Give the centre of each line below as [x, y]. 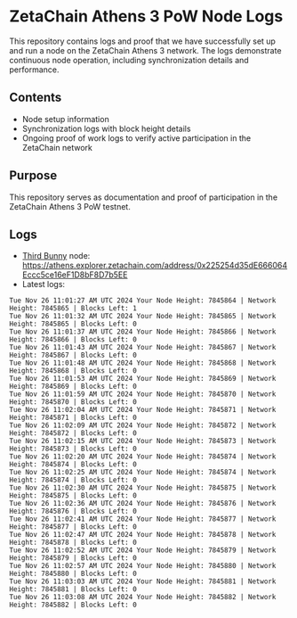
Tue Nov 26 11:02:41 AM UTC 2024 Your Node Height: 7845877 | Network [143, 519]
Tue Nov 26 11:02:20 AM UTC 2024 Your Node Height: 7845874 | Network [143, 457]
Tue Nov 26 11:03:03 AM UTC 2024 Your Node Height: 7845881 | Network [143, 581]
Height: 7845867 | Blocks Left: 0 [73, 355]
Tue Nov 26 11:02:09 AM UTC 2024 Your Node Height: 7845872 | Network [143, 425]
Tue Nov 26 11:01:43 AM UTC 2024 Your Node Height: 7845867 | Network [143, 348]
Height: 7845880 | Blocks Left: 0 [73, 574]
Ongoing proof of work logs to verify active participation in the [136, 138]
